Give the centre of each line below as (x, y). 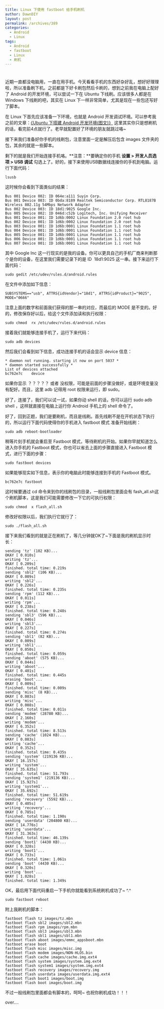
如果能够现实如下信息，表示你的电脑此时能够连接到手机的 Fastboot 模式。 (79, 473)
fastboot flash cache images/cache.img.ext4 (51, 957)
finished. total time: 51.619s (37, 795)
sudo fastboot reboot (27, 900)
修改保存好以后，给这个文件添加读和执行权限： (61, 314)
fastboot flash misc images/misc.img (43, 949)
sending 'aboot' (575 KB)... (35, 658)
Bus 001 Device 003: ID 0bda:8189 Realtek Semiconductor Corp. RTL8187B (81, 201)
